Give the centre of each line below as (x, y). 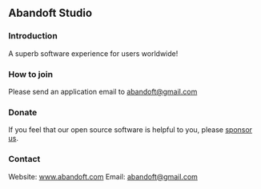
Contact (24, 159)
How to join (31, 74)
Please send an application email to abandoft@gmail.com (103, 91)
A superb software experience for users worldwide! (93, 53)
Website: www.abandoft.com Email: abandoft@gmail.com (103, 176)
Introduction (33, 36)
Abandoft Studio (50, 13)
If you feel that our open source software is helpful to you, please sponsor (130, 130)
